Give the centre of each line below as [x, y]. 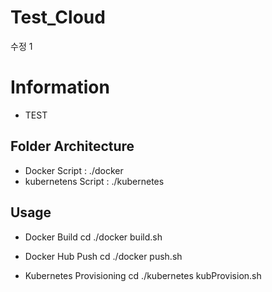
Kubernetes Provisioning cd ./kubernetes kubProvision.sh [143, 275]
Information [60, 87]
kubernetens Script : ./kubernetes [94, 181]
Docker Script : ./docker [74, 170]
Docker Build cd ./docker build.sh [93, 237]
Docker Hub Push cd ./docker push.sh [103, 256]
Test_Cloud [58, 17]
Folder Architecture [72, 146]
